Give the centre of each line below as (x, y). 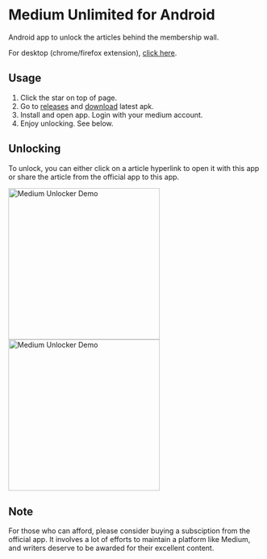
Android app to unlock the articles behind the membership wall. (114, 37)
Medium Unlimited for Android (112, 15)
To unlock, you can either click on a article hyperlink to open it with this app (134, 168)
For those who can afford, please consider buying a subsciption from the (129, 531)
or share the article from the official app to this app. (94, 177)
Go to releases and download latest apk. (87, 106)
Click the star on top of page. (69, 98)
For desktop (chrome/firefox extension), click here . (93, 52)
